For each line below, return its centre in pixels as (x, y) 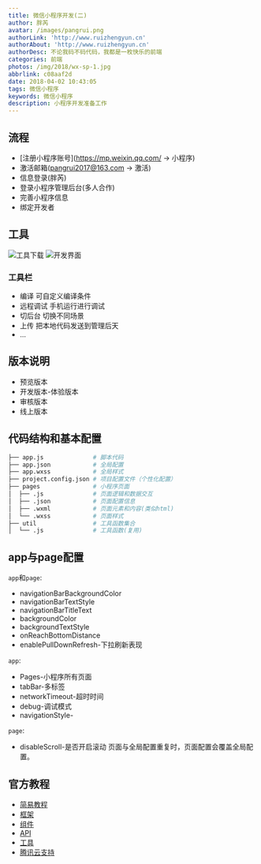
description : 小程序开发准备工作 (58, 103)
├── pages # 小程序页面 (69, 487)
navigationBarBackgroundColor (71, 593)
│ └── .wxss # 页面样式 (66, 516)
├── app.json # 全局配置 (66, 465)
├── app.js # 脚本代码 (66, 457)
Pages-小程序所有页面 (56, 677)
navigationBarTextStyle (57, 602)
